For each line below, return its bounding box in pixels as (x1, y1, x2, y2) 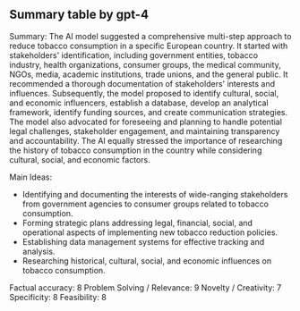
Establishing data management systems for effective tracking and (21, 236, 265, 247)
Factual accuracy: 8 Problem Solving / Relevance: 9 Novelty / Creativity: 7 (9, 282, 282, 293)
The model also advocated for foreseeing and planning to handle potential (9, 116, 282, 127)
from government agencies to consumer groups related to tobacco (21, 198, 269, 209)
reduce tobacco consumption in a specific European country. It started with (9, 40, 288, 51)
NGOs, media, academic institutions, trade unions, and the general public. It (9, 69, 288, 80)
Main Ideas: (9, 172, 53, 182)
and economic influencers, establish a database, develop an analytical (9, 97, 269, 108)
